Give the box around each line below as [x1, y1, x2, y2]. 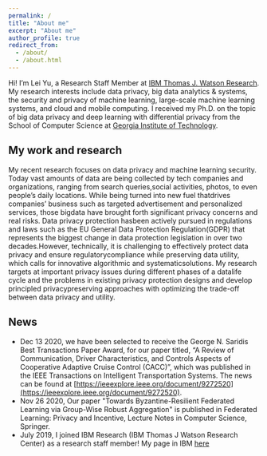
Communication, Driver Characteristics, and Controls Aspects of [19, 353, 231, 363]
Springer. [19, 421, 50, 431]
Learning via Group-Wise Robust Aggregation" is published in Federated [19, 404, 257, 414]
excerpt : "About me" [8, 26, 77, 34]
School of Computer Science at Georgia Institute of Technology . [8, 121, 218, 130]
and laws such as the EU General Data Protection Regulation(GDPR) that [8, 224, 245, 234]
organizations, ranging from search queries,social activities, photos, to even [8, 181, 257, 192]
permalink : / [8, 11, 52, 20]
